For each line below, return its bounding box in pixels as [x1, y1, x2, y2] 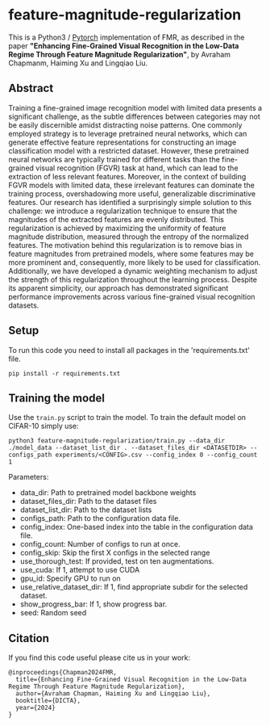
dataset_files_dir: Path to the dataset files [19, 497, 157, 506]
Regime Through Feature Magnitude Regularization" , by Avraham [8, 49, 231, 59]
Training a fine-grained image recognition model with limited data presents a [8, 103, 263, 112]
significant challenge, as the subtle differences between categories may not [8, 111, 260, 121]
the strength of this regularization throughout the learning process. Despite [8, 275, 258, 284]
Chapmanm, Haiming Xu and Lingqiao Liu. [8, 58, 148, 68]
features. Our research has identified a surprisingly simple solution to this [8, 197, 252, 207]
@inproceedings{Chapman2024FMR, [8, 669, 117, 677]
